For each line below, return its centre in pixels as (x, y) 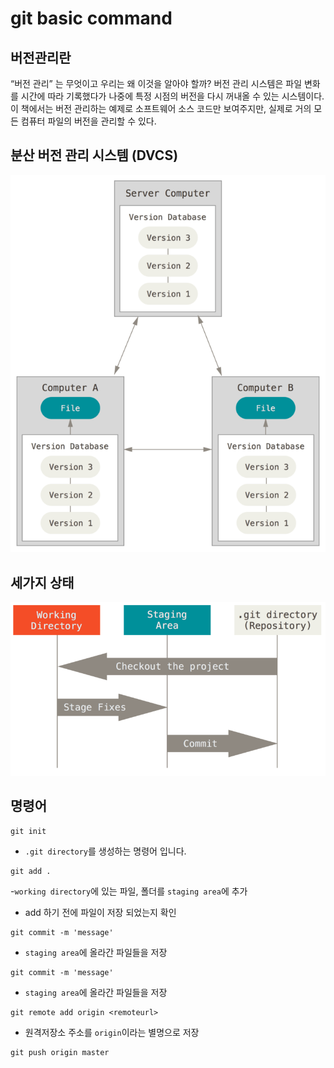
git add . (31, 871)
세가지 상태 (42, 582)
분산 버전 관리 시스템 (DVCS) (94, 155)
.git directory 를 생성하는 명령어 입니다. (105, 851)
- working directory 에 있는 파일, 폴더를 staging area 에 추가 (129, 891)
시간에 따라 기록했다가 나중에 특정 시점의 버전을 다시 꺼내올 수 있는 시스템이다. (172, 96)
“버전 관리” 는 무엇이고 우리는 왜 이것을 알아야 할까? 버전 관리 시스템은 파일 (156, 83)
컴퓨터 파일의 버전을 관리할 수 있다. (88, 121)
